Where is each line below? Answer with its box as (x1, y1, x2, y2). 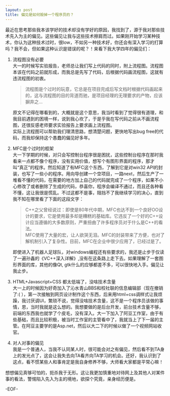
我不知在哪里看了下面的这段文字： (12, 195, 84, 202)
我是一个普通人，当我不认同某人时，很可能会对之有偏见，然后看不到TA (12, 346, 160, 352)
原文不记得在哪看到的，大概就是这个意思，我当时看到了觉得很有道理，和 (12, 109, 163, 115)
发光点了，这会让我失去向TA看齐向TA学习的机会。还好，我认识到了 (21, 352, 161, 359)
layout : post (5, 7, 33, 13)
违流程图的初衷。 (12, 75, 49, 81)
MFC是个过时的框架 (12, 145, 54, 152)
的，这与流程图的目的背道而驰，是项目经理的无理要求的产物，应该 (25, 92, 163, 98)
